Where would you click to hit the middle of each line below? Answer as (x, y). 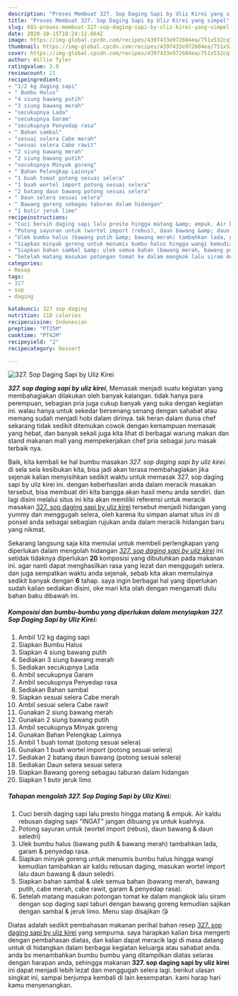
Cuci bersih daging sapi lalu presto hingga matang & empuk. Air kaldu (120, 814)
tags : (16, 276)
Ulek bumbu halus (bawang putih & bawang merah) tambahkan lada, (118, 844)
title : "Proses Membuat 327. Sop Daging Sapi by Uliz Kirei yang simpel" (119, 20)
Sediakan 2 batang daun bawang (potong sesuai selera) (100, 757)
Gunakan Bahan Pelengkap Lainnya (70, 735)
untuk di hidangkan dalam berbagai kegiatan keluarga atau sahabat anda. (115, 948)
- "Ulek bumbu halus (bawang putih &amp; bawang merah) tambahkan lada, (117, 237)
